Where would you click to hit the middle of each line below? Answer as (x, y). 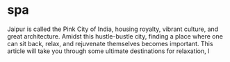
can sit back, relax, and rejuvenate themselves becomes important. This (110, 43)
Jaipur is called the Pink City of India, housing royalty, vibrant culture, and (113, 29)
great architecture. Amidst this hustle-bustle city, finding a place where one (115, 36)
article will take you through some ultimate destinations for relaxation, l (108, 51)
